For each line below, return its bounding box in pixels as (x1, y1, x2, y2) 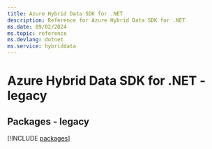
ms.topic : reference (7, 29, 68, 37)
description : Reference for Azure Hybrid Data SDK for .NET (7, 17, 186, 24)
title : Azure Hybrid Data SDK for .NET (7, 10, 123, 17)
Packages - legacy (7, 115, 89, 127)
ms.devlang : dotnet (7, 36, 64, 43)
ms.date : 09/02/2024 (7, 23, 68, 30)
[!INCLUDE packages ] (7, 134, 70, 142)
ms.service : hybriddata (7, 43, 77, 50)
